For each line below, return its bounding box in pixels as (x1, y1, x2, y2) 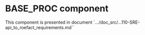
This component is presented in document (5, 19, 92, 25)
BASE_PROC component (5, 3, 108, 14)
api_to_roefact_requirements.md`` (5, 24, 74, 30)
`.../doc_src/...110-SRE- (93, 19, 140, 25)
